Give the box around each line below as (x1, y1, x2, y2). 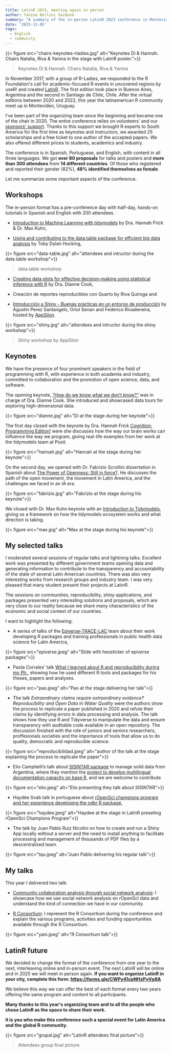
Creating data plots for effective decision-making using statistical (12, 275, 151, 282)
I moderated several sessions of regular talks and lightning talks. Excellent (5, 555, 162, 561)
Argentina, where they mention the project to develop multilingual (12, 769, 151, 776)
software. (5, 382, 26, 388)
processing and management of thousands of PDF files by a (12, 836, 140, 842)
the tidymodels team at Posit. (5, 439, 67, 445)
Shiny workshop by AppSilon (17, 337, 79, 343)
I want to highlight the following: (5, 618, 73, 625)
